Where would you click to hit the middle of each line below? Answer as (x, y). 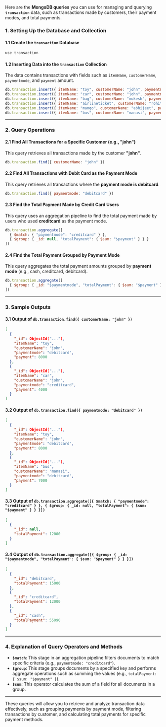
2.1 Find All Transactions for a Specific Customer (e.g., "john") (70, 142)
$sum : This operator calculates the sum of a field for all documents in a (83, 684)
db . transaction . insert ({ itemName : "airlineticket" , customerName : (76, 103)
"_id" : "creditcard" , (36, 597)
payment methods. (24, 719)
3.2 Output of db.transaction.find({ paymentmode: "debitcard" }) (74, 410)
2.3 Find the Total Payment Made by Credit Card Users (62, 205)
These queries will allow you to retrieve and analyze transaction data (75, 703)
